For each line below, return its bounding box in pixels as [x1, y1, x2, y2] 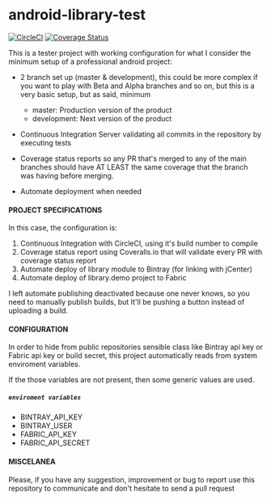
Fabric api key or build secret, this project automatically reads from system [8, 351, 257, 360]
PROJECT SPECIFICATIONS [8, 204, 103, 215]
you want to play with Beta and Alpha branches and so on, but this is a [19, 81, 255, 91]
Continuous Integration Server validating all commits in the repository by [19, 129, 261, 139]
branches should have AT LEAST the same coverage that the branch [19, 162, 248, 171]
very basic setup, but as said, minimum [19, 89, 151, 99]
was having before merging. [19, 171, 114, 180]
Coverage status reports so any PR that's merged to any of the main [19, 154, 247, 163]
